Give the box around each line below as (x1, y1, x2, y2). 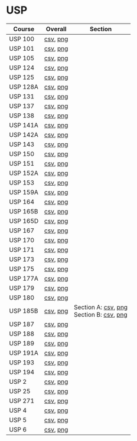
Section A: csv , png (73, 303, 128, 311)
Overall (45, 25, 67, 33)
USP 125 (9, 73, 34, 81)
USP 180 (9, 293, 34, 301)
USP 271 (9, 396, 34, 404)
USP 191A (9, 348, 38, 357)
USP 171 (9, 245, 34, 254)
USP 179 (9, 284, 34, 292)
